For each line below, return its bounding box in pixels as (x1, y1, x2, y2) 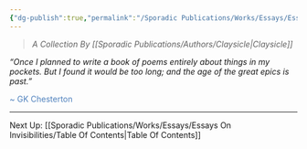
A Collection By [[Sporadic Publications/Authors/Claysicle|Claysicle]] (31, 38, 293, 49)
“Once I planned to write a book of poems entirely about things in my (9, 56, 270, 67)
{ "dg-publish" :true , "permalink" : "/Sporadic (9, 13, 178, 23)
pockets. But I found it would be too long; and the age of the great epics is (9, 66, 290, 77)
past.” (9, 75, 33, 87)
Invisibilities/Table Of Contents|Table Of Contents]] (9, 129, 201, 140)
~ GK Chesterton (9, 93, 73, 104)
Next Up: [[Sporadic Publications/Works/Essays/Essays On (9, 120, 231, 131)
